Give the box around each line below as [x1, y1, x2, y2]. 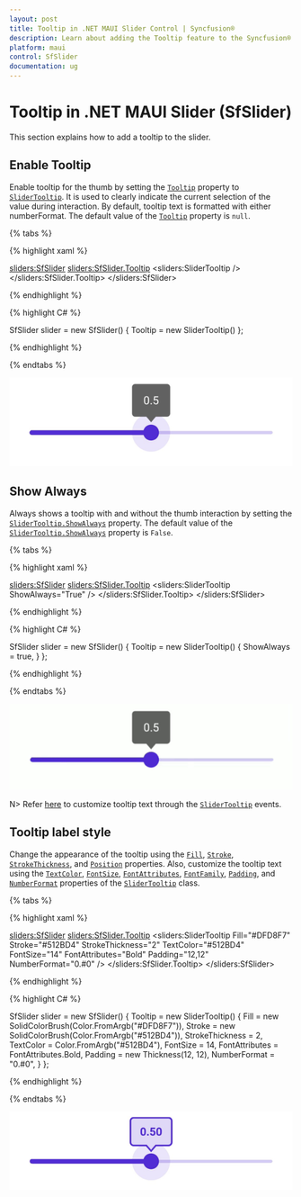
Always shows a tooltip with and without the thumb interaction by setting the [9, 508, 293, 518]
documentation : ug [9, 62, 78, 71]
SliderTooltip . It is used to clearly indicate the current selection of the [9, 191, 271, 202]
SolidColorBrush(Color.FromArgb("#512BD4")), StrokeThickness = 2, [9, 1030, 263, 1040]
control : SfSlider [9, 52, 78, 62]
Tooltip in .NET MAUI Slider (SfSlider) [9, 102, 292, 122]
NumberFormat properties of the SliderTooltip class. [9, 877, 200, 888]
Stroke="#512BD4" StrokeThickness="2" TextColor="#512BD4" [9, 939, 245, 949]
